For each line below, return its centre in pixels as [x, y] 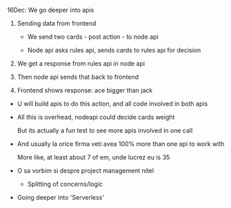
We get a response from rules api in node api [81, 64]
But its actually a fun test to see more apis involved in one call [105, 130]
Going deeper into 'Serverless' [61, 197]
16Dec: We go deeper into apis [51, 10]
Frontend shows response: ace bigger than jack [85, 90]
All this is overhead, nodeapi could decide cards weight [96, 117]
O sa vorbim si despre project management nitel [85, 171]
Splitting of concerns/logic [65, 184]
